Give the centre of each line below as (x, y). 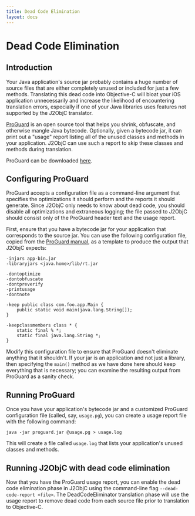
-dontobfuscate (25, 279)
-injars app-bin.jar (31, 259)
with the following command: (41, 422)
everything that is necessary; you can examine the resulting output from (93, 371)
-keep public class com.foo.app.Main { (55, 305)
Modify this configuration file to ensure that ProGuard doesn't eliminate (92, 352)
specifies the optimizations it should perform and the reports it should (90, 199)
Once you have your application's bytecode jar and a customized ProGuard (97, 409)
